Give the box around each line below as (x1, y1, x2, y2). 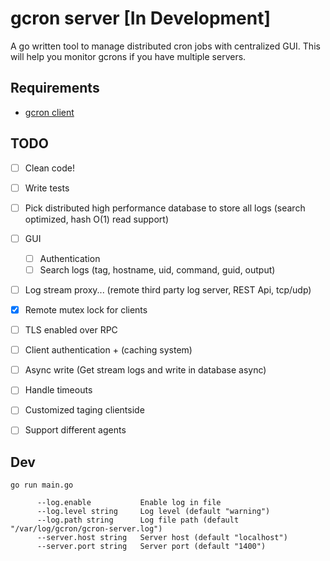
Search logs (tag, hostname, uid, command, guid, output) (39, 263, 276, 276)
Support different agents (24, 424, 127, 436)
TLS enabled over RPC (24, 324, 118, 336)
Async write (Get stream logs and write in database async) (24, 364, 267, 376)
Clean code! (24, 162, 75, 174)
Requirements (10, 80, 100, 97)
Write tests (24, 182, 70, 194)
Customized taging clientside (24, 404, 145, 416)
